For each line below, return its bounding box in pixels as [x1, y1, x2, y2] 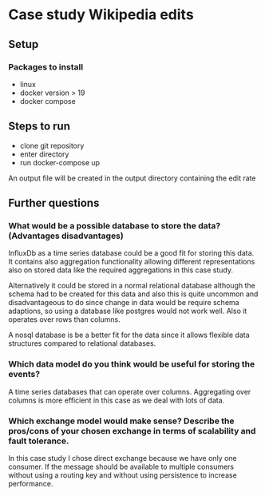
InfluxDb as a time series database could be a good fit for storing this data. [8, 248, 255, 258]
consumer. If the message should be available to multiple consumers [8, 462, 235, 471]
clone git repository [19, 141, 85, 150]
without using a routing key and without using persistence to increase [8, 470, 237, 480]
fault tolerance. [8, 435, 69, 446]
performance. [8, 478, 53, 488]
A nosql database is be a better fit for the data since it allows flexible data [8, 330, 250, 340]
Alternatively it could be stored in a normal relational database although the [8, 281, 255, 291]
